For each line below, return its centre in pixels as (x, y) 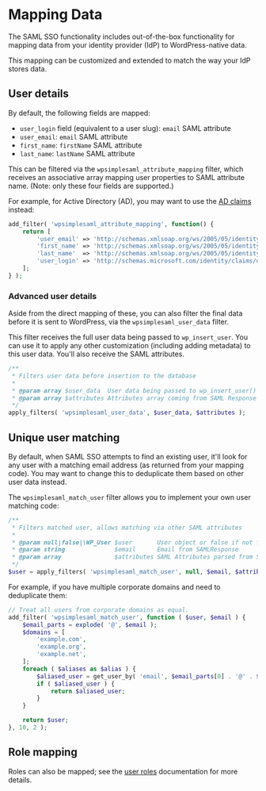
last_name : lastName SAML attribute (77, 153)
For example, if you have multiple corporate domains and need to (114, 587)
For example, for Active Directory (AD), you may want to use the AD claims (130, 201)
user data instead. (38, 482)
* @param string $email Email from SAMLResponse (125, 550)
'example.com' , (62, 639)
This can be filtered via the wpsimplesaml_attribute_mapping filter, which (126, 169)
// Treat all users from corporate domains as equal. (99, 610)
